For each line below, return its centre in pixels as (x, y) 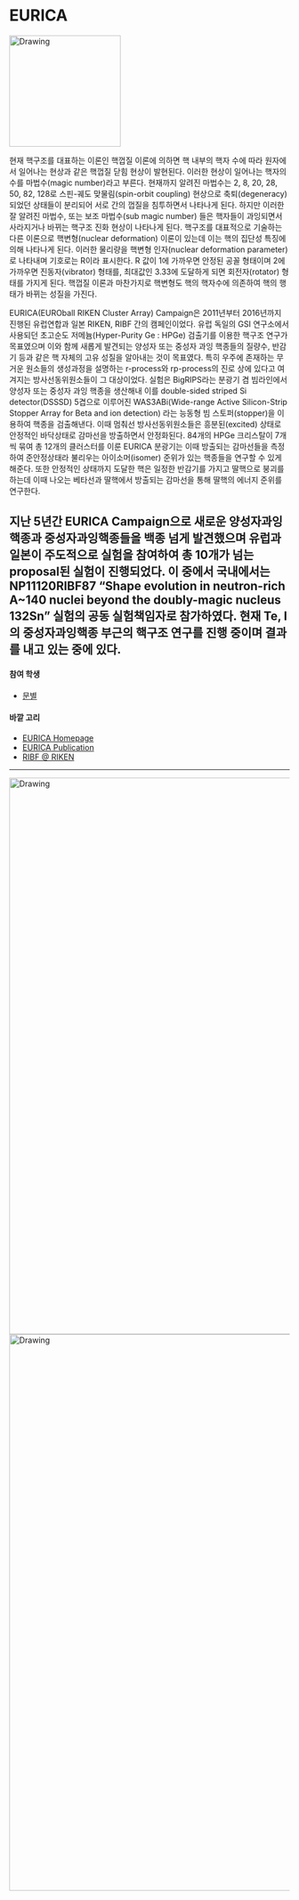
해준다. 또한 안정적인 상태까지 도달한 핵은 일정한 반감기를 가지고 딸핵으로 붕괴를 (147, 468)
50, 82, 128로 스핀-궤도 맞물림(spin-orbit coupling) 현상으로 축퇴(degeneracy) (148, 193)
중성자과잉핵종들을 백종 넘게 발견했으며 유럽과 (163, 538)
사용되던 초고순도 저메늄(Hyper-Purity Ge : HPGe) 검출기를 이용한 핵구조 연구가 (149, 335)
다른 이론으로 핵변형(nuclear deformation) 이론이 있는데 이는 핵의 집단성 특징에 (148, 238)
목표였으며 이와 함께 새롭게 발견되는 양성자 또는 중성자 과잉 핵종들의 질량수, (140, 346)
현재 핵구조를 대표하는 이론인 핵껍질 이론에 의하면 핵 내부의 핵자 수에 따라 (136, 160)
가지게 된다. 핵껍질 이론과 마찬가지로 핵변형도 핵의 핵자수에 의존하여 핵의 (151, 282)
